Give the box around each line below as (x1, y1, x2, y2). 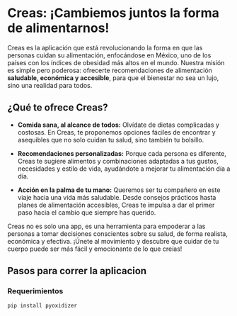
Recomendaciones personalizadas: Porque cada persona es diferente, (17, 149, 226, 157)
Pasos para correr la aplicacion (7, 265, 147, 277)
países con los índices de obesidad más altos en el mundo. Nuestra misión (7, 58, 225, 67)
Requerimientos (7, 286, 64, 296)
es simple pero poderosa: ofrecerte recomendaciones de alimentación (7, 66, 212, 74)
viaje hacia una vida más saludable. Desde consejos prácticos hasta (17, 193, 216, 201)
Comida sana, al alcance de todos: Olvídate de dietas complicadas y (17, 120, 219, 129)
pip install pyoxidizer (7, 303, 78, 310)
